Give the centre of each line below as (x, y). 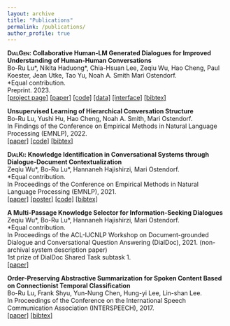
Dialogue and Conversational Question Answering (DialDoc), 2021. (102, 243)
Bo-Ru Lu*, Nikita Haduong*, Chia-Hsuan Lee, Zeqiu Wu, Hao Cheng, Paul (114, 68)
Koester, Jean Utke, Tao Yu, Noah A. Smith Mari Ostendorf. (92, 76)
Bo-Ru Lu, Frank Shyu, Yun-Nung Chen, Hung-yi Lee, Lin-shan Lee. (105, 293)
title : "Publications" (40, 20)
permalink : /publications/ (46, 27)
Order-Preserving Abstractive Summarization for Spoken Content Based (115, 278)
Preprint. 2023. (29, 90)
